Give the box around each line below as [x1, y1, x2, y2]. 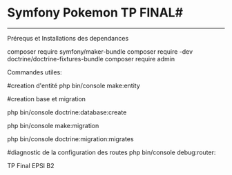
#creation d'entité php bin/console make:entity [7, 81, 140, 90]
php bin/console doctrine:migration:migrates [7, 134, 134, 143]
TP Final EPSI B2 [7, 161, 55, 169]
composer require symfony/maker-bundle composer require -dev [7, 47, 193, 56]
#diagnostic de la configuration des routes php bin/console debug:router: [7, 148, 216, 156]
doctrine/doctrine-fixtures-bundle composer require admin [7, 54, 175, 63]
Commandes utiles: [7, 68, 62, 76]
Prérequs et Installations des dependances [7, 34, 129, 42]
